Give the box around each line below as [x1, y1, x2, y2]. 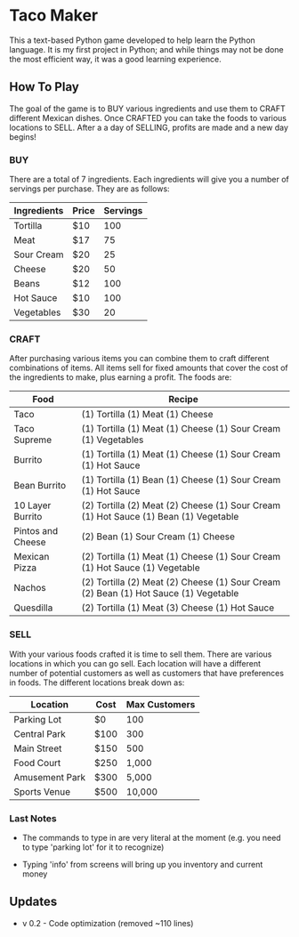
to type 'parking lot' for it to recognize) [21, 842, 165, 852]
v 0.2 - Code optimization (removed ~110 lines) [21, 917, 194, 928]
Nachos [13, 582, 46, 594]
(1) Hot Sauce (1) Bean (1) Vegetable [81, 511, 239, 523]
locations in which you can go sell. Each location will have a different [9, 658, 261, 668]
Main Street [13, 742, 62, 755]
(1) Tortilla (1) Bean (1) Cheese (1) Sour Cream [81, 473, 281, 486]
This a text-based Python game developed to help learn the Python [9, 35, 255, 45]
